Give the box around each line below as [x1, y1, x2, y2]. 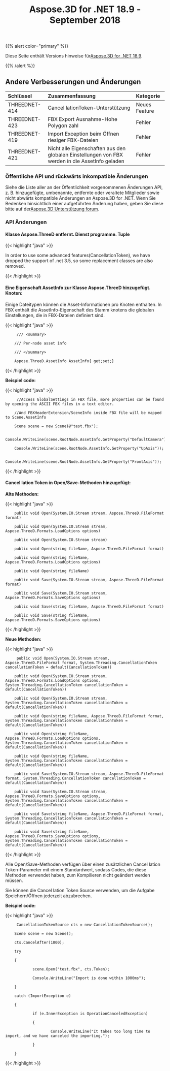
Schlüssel [8, 92, 32, 100]
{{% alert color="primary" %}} [5, 43, 69, 49]
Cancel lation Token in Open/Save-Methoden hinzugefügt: [5, 480, 131, 486]
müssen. [5, 877, 23, 884]
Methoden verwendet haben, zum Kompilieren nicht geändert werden [5, 872, 150, 878]
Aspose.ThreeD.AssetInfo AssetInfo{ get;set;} [14, 358, 114, 364]
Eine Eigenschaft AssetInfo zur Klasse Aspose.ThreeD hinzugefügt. [5, 285, 151, 291]
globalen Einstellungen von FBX [48, 151, 123, 158]
